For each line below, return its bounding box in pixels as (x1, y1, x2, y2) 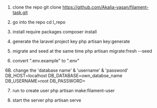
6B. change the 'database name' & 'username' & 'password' (5, 67, 129, 73)
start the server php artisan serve (12, 97, 81, 103)
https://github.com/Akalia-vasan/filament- (62, 4, 149, 10)
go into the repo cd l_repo (12, 19, 66, 25)
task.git (12, 9, 28, 15)
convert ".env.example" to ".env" (12, 58, 80, 64)
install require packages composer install (12, 29, 97, 34)
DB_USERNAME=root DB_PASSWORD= (5, 78, 86, 84)
